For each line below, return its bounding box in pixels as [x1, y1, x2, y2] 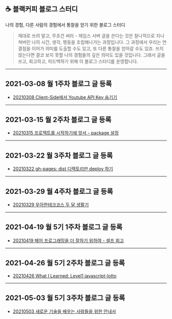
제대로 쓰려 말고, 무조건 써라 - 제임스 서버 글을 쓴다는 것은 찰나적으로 [17, 32, 155, 38]
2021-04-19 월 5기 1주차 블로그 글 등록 [5, 223, 123, 232]
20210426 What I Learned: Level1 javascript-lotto [12, 272, 117, 278]
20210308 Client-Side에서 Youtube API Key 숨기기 [12, 94, 118, 100]
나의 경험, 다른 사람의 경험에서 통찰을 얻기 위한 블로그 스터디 [5, 22, 125, 28]
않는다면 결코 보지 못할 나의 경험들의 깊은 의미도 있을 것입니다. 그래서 [17, 52, 156, 58]
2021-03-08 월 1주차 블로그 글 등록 [5, 79, 112, 88]
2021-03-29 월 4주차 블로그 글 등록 [5, 187, 114, 196]
